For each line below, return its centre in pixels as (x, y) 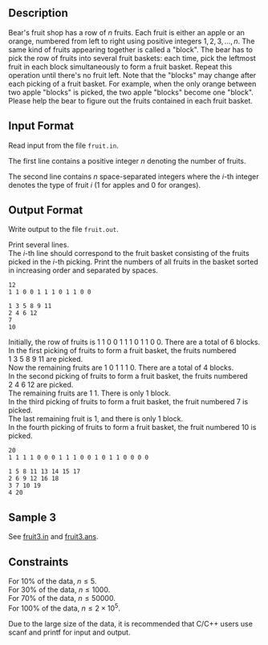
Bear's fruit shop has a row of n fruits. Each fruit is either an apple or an (126, 32)
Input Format (41, 126)
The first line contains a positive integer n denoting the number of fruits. (127, 160)
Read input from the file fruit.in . (63, 145)
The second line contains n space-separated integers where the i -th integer (134, 176)
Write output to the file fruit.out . (63, 229)
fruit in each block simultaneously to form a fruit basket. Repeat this (120, 67)
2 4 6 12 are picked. (41, 385)
